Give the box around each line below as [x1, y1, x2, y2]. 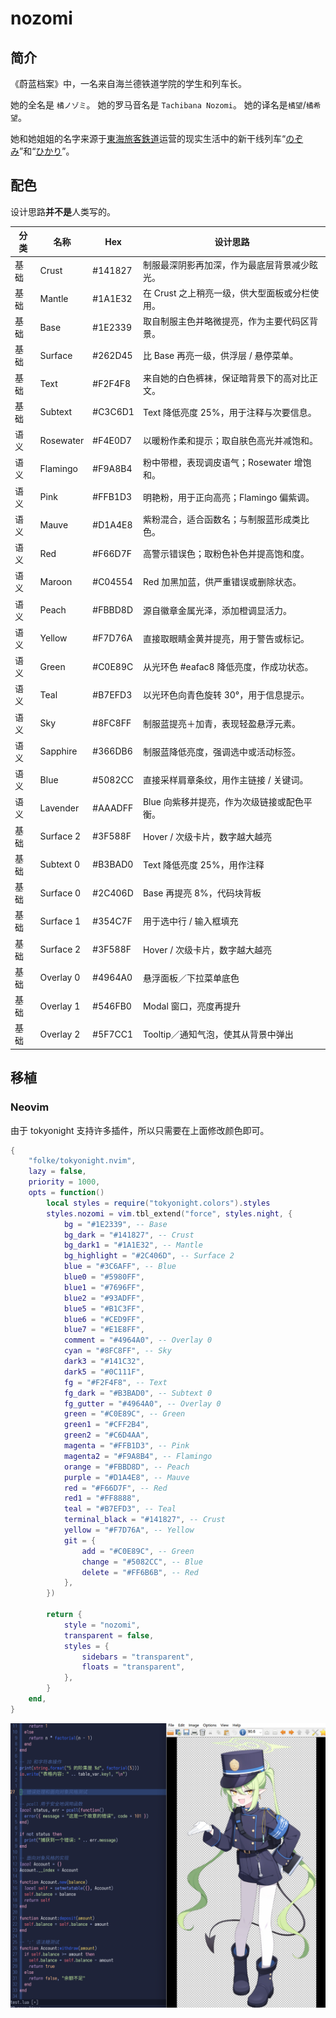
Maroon [39, 575, 73, 587]
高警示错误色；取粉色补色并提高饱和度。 [142, 548, 310, 560]
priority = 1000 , [28, 1177, 101, 1187]
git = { [63, 1535, 97, 1546]
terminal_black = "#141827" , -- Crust [63, 1515, 226, 1525]
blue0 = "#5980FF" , [63, 1272, 145, 1282]
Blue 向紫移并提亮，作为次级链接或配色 [142, 796, 304, 808]
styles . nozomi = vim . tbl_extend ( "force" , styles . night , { [46, 1208, 293, 1219]
